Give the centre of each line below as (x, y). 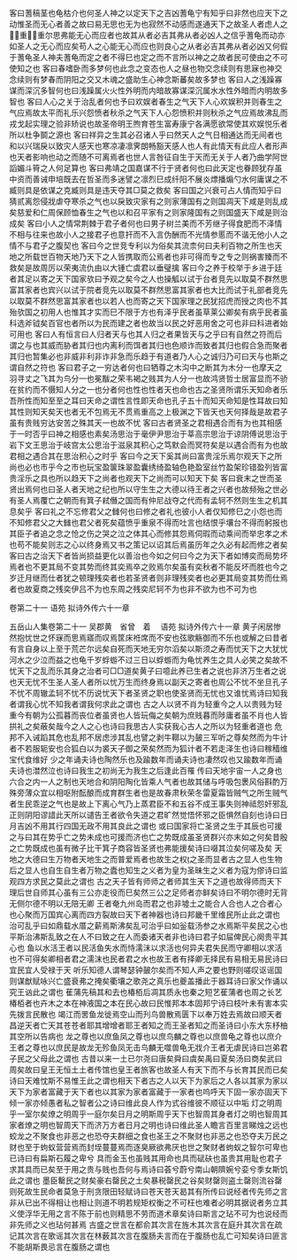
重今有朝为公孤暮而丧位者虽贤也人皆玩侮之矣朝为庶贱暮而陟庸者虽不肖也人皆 (148, 715)
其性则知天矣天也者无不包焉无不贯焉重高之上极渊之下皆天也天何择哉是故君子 (148, 412)
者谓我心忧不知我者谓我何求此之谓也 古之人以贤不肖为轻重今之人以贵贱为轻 (146, 704)
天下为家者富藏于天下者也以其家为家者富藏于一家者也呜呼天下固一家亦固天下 (148, 1092)
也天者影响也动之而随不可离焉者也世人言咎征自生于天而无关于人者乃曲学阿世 (148, 157)
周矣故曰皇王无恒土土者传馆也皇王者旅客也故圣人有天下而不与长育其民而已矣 (148, 1069)
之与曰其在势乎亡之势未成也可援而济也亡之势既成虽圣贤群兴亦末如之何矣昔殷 (148, 837)
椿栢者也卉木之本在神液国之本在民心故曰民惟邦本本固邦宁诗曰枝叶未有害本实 (148, 1003)
